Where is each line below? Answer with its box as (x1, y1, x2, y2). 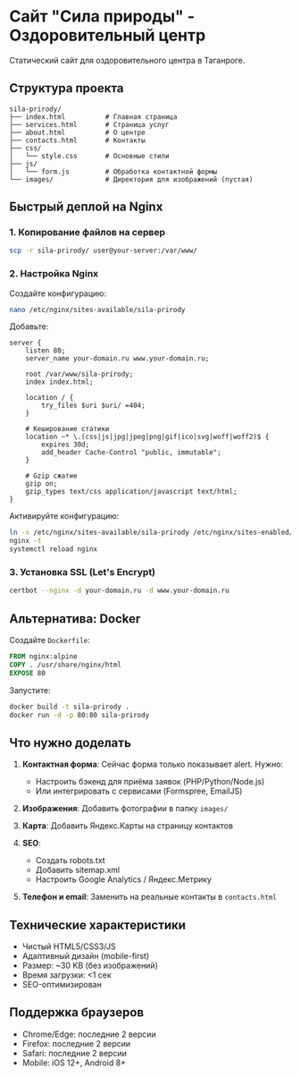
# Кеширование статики (25, 425, 110, 434)
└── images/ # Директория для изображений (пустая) (9, 174, 254, 184)
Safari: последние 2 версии (21, 1047, 127, 1058)
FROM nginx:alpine (9, 652, 78, 661)
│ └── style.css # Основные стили (9, 151, 170, 160)
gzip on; (25, 479, 58, 488)
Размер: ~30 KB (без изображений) (21, 960, 159, 971)
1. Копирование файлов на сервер (9, 226, 165, 239)
